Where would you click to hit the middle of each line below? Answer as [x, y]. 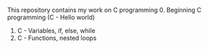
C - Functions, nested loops [57, 38]
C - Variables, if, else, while [56, 31]
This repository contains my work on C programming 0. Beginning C [104, 10]
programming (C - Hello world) [51, 17]
